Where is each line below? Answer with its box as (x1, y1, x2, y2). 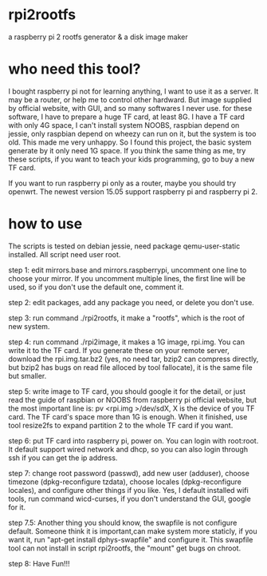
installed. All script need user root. (8, 249, 121, 259)
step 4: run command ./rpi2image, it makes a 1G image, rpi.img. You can (8, 337, 245, 347)
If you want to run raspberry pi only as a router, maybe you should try (8, 178, 237, 188)
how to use (8, 215, 83, 233)
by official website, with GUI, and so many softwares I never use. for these (8, 103, 253, 113)
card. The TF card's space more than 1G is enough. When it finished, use (8, 411, 248, 421)
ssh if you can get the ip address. (8, 453, 118, 463)
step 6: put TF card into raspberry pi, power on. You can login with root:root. (8, 435, 259, 445)
